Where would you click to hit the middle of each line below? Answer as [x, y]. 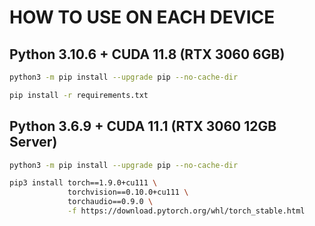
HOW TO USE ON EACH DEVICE [142, 17]
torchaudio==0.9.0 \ [110, 202]
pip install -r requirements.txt [79, 95]
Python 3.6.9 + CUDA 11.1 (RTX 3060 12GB [143, 126]
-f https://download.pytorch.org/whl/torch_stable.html [186, 211]
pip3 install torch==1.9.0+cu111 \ [83, 183]
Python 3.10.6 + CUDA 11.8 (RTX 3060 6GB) [147, 54]
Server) [33, 142]
